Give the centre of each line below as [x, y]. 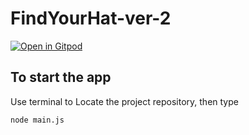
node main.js [37, 120]
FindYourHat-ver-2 [91, 18]
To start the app [61, 77]
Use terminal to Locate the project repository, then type [124, 101]
